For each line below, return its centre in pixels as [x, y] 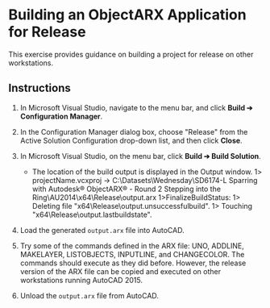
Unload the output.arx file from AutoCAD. [89, 295]
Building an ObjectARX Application [128, 15]
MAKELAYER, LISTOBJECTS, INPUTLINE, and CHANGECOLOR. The [132, 254]
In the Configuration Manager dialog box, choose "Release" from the [134, 131]
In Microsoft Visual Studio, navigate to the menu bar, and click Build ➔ [136, 107]
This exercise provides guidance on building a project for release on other [131, 54]
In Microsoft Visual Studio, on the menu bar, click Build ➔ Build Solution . [141, 156]
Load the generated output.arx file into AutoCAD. [102, 230]
